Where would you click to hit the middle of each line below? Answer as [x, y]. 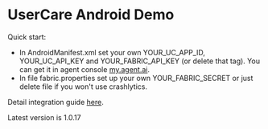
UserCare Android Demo [91, 15]
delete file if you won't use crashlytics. [83, 87]
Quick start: [27, 37]
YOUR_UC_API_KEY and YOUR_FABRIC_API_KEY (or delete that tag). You [140, 61]
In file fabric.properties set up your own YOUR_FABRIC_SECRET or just [136, 78]
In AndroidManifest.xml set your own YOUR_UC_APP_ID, [112, 52]
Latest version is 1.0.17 [44, 117]
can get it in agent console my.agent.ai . [85, 69]
